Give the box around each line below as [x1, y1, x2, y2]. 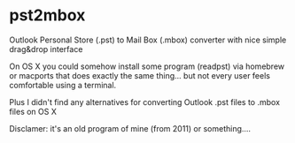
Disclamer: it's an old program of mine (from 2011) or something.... [9, 123, 251, 133]
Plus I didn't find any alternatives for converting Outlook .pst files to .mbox [9, 96, 281, 107]
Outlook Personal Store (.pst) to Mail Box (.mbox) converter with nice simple [9, 34, 287, 45]
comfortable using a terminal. [9, 79, 117, 90]
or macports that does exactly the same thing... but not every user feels [9, 70, 270, 80]
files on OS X [9, 106, 58, 117]
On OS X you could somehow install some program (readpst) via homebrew [9, 61, 285, 71]
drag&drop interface [9, 43, 83, 54]
